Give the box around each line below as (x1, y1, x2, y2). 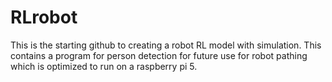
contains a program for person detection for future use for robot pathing (10, 49, 308, 61)
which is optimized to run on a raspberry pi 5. (10, 60, 198, 72)
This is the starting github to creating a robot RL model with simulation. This (10, 39, 322, 51)
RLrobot (10, 6, 78, 29)
